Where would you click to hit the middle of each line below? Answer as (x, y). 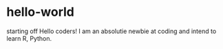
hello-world (41, 12)
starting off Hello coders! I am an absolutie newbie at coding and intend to (111, 31)
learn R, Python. (29, 38)
